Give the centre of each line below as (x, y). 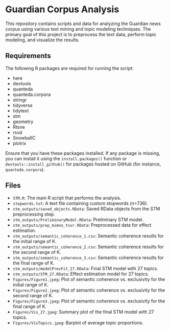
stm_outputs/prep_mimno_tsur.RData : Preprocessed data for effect (82, 225)
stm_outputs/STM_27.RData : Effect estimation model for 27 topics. (81, 274)
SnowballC (24, 138)
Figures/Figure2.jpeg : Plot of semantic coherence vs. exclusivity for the (89, 290)
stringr (20, 100)
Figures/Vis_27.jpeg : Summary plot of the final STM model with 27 (83, 312)
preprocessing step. (34, 214)
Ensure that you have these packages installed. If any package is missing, (83, 153)
